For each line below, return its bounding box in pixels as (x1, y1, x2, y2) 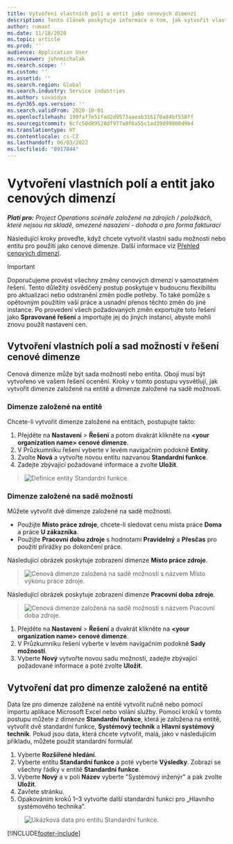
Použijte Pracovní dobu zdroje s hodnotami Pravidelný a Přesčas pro (17, 536, 217, 544)
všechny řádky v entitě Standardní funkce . (17, 766, 141, 774)
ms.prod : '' (7, 42, 42, 49)
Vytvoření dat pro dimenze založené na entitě (7, 681, 208, 693)
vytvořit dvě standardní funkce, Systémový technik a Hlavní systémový (7, 722, 215, 731)
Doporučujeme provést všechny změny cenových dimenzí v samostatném (7, 276, 219, 284)
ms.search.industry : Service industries (7, 88, 126, 94)
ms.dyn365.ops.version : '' (7, 101, 85, 108)
